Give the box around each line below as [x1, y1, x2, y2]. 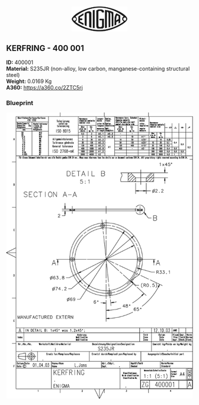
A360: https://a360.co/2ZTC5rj [6, 84, 83, 91]
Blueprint [6, 98, 34, 107]
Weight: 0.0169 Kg [6, 78, 52, 85]
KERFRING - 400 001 [6, 43, 85, 53]
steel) [6, 72, 20, 79]
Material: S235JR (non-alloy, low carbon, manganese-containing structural [6, 65, 190, 72]
